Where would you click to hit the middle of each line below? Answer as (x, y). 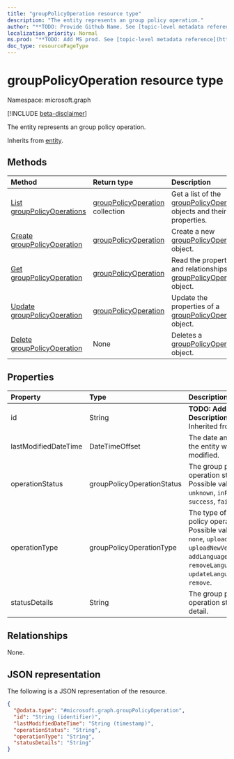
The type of (208, 512)
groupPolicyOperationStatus (136, 483)
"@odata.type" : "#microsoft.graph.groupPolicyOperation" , (100, 711)
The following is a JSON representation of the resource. (87, 691)
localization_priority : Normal (53, 33)
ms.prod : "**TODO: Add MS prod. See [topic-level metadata (95, 40)
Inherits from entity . (36, 140)
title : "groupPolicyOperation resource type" (74, 14)
